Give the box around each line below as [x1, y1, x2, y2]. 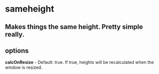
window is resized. [5, 64, 43, 71]
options [5, 46, 29, 55]
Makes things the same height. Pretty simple [5, 23, 143, 31]
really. [5, 30, 25, 38]
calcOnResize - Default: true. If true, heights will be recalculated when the [5, 59, 154, 65]
